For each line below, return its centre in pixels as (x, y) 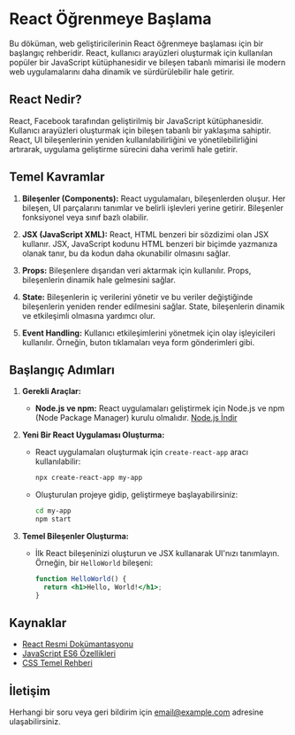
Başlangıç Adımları (62, 370)
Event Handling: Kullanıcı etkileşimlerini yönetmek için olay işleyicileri (148, 333)
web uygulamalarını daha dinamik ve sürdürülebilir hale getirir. (122, 72)
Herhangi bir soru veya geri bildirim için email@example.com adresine (136, 712)
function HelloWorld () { (81, 579)
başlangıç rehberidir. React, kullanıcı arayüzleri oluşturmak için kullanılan (141, 52)
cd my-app (53, 511)
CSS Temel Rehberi (57, 663)
